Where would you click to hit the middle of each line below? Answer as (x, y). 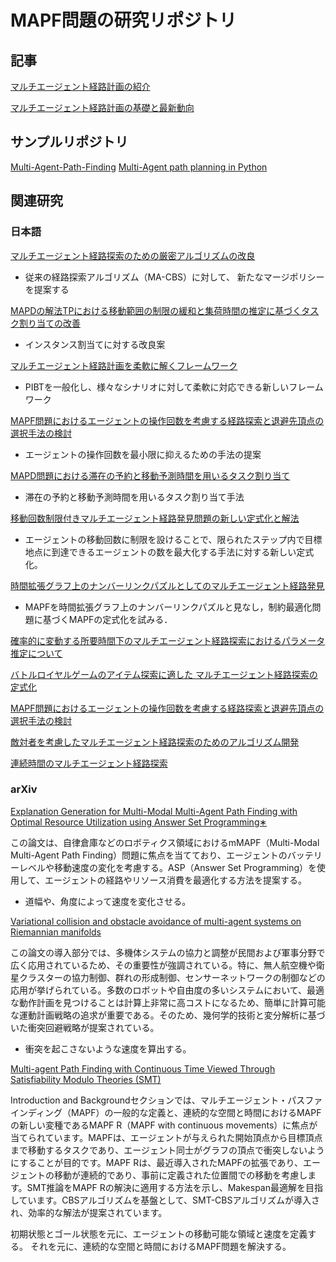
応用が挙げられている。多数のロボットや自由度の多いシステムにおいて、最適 (167, 990)
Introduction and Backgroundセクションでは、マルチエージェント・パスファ (166, 1100)
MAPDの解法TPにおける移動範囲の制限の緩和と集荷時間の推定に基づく (156, 310)
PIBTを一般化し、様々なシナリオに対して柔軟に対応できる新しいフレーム (174, 387)
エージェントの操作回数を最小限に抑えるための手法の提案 (143, 454)
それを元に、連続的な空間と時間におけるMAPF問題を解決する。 (160, 1246)
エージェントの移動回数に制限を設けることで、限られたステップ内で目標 (173, 539)
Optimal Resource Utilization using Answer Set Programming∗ (139, 822)
